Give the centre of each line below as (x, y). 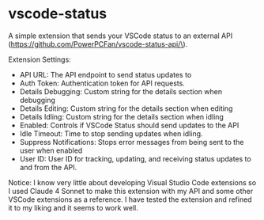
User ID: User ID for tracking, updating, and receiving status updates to (135, 158)
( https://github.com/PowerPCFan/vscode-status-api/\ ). (98, 44)
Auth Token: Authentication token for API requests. (102, 83)
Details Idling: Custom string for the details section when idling (121, 116)
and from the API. (48, 167)
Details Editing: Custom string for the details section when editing (126, 108)
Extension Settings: (40, 59)
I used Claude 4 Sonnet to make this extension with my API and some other (131, 191)
